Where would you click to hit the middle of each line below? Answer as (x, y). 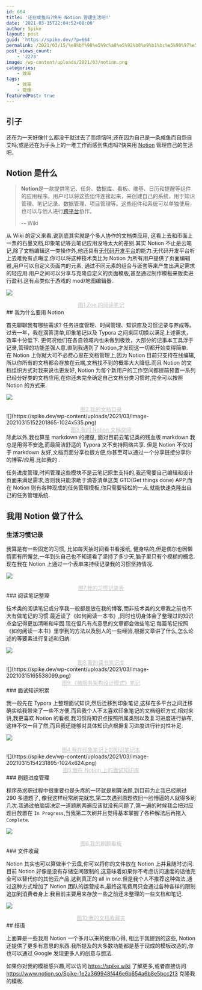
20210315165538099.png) (38, 676)
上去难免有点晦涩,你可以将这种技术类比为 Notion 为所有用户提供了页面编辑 (98, 258)
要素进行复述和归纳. (47, 639)
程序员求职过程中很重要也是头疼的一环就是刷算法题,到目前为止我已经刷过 (97, 790)
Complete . (18, 820)
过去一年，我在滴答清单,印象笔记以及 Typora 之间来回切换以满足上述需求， (99, 333)
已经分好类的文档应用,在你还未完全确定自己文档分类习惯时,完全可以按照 (95, 378)
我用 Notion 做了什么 (45, 516)
